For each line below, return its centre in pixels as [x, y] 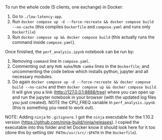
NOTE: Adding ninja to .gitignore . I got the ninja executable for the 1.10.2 [79, 117]
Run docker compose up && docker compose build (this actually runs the [83, 37]
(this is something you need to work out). [53, 107]
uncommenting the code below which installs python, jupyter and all [80, 71]
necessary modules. [32, 77]
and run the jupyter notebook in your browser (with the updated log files [84, 97]
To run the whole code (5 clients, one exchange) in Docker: [64, 7]
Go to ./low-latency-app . [37, 16]
